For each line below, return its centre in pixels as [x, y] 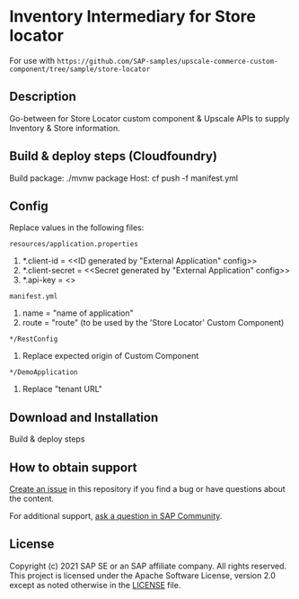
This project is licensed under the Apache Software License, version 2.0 [143, 575]
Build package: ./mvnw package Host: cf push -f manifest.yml [124, 178]
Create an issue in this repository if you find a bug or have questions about [147, 489]
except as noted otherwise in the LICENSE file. [95, 585]
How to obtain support [73, 467]
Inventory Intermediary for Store [132, 17]
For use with [32, 60]
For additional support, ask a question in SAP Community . [116, 516]
